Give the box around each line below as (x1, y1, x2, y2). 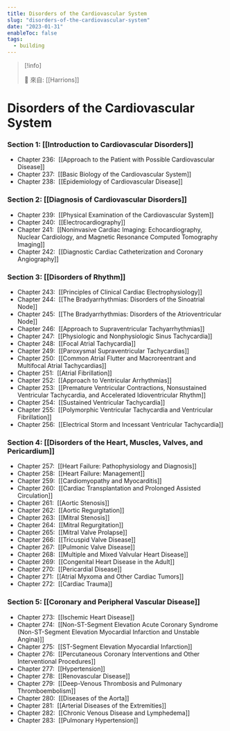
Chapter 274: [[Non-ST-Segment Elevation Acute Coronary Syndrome (17, 620, 218, 628)
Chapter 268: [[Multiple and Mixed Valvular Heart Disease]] (17, 550, 188, 558)
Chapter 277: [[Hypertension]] (17, 664, 105, 673)
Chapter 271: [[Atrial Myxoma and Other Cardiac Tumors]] (17, 572, 184, 581)
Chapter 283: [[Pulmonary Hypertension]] (17, 716, 139, 724)
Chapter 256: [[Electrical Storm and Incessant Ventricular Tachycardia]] (17, 421, 224, 429)
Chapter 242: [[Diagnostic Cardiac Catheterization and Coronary (17, 247, 204, 256)
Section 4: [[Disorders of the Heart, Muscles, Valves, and (7, 438, 203, 447)
